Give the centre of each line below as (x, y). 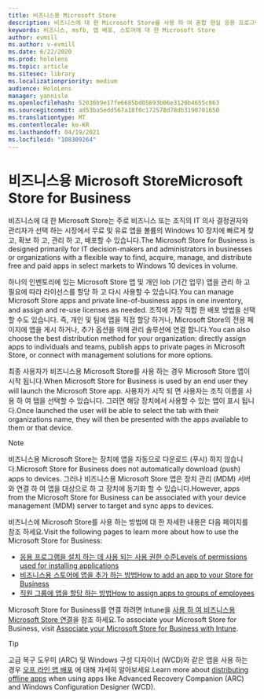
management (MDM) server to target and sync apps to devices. (111, 506)
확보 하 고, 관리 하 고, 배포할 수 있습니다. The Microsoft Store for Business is (137, 240)
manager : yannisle (38, 96)
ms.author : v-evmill (42, 45)
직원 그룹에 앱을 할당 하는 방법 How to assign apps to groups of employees (137, 593)
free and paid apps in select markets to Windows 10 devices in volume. (123, 266)
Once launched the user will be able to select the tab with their (117, 411)
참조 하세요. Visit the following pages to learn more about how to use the (123, 532)
